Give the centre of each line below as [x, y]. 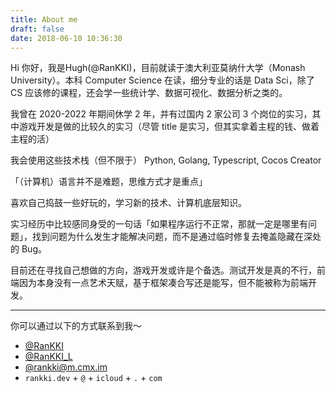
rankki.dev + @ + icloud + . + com [93, 378]
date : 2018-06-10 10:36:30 [66, 38]
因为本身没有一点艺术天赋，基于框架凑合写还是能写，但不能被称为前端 [163, 283]
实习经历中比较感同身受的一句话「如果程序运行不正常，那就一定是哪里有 [159, 224]
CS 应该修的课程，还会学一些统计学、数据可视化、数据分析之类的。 [149, 93]
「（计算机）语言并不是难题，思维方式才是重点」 [109, 182]
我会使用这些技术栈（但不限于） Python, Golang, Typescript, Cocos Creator [166, 160]
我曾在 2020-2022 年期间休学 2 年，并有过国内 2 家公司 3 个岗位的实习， [161, 114]
